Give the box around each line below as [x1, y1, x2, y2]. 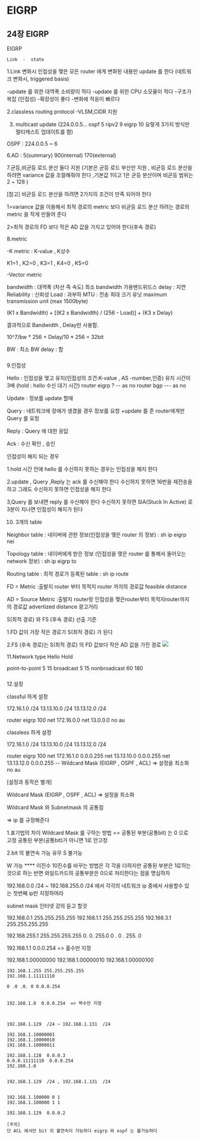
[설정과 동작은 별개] [7, 778, 52, 785]
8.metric [7, 235, 27, 242]
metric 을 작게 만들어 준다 [7, 211, 67, 218]
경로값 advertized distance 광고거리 [12, 603, 99, 610]
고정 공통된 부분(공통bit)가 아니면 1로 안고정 [7, 836, 108, 843]
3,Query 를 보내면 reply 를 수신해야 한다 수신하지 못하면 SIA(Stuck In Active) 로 [7, 498, 193, 505]
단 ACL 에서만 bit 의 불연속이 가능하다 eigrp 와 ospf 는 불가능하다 [7, 1127, 157, 1134]
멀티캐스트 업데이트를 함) [15, 128, 74, 135]
